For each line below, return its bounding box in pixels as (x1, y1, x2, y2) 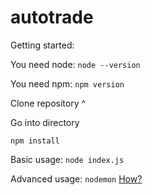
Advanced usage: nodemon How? (10, 172, 143, 185)
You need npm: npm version (10, 77, 125, 90)
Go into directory (10, 116, 80, 128)
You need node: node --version (10, 58, 141, 70)
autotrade (10, 6, 94, 29)
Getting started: (10, 39, 75, 51)
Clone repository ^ (10, 97, 87, 109)
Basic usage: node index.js (10, 153, 125, 165)
